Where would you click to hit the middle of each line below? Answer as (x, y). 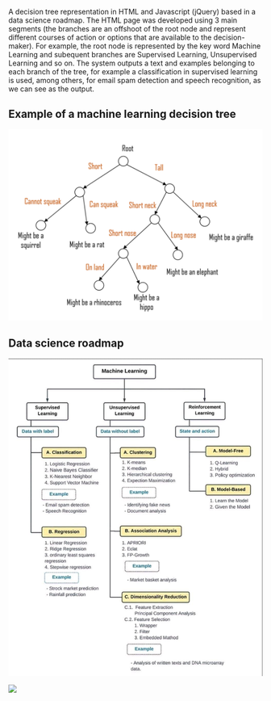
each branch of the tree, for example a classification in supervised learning (133, 71)
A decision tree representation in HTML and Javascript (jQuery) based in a (132, 12)
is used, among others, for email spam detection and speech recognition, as (135, 80)
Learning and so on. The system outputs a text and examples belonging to (132, 63)
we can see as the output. (52, 89)
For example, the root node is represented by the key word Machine (148, 46)
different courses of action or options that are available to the (110, 37)
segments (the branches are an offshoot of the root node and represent (127, 29)
